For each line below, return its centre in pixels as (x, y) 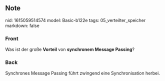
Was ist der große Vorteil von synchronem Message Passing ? (70, 49)
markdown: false (22, 25)
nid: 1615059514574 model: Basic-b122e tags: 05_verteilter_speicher (75, 20)
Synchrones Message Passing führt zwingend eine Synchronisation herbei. (82, 73)
